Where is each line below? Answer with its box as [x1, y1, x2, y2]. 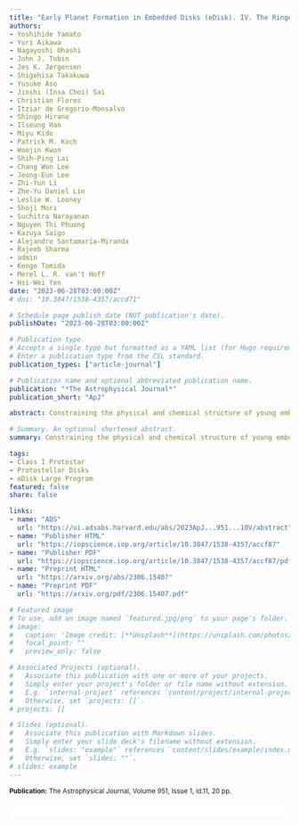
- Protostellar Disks [9, 465, 90, 475]
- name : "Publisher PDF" [9, 548, 101, 557]
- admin [9, 253, 38, 263]
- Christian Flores [9, 95, 82, 105]
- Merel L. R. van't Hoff [9, 270, 105, 279]
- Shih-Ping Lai [9, 153, 69, 163]
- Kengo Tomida [9, 262, 66, 271]
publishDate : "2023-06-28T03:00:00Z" [9, 319, 149, 328]
